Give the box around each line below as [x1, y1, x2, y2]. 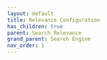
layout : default [7, 10, 54, 17]
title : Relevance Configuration [7, 17, 100, 23]
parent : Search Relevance [7, 29, 81, 37]
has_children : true [7, 23, 64, 30]
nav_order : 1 [7, 42, 45, 49]
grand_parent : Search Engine [7, 36, 91, 43]
